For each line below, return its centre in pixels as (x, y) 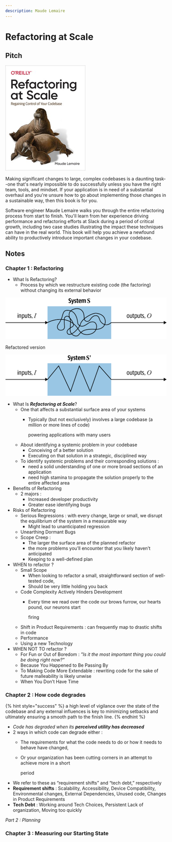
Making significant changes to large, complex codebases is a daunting (80, 178)
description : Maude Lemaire (35, 11)
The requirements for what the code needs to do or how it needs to (91, 742)
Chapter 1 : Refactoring (35, 268)
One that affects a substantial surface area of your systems (83, 410)
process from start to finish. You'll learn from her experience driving (77, 216)
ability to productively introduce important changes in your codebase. (79, 237)
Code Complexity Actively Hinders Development (71, 592)
